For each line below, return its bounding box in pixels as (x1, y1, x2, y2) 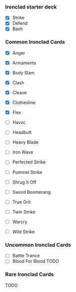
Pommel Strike (12, 169, 42, 175)
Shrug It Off (12, 179, 37, 185)
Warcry (12, 219, 28, 225)
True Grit (12, 199, 31, 205)
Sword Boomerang (12, 189, 51, 195)
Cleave (12, 90, 27, 96)
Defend (12, 20, 28, 26)
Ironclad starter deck (5, 3, 57, 10)
